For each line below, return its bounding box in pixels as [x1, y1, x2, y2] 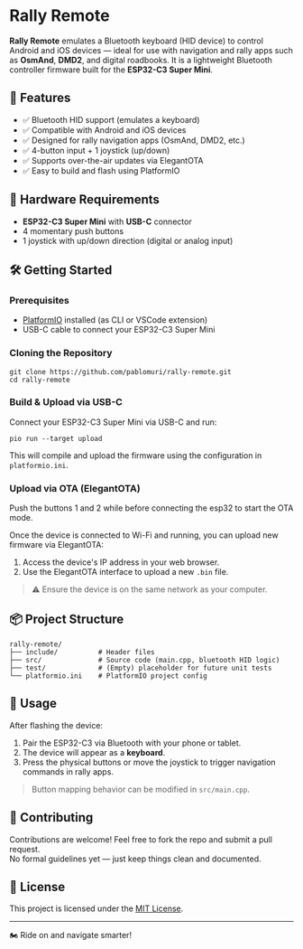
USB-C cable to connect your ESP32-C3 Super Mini [22, 324, 216, 335]
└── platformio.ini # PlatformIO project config [9, 671, 207, 681]
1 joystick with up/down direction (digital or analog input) [22, 235, 234, 246]
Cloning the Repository [9, 347, 113, 360]
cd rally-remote [9, 375, 70, 384]
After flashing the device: [9, 719, 104, 730]
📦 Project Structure [9, 611, 124, 626]
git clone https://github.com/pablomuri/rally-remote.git [9, 367, 232, 376]
